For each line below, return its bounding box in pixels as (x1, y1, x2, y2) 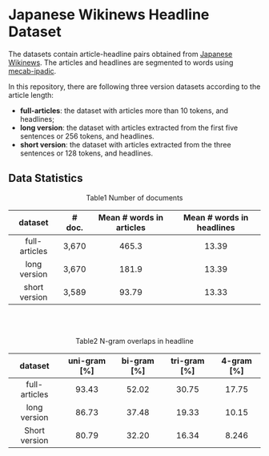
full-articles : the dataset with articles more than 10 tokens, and (19, 106, 229, 115)
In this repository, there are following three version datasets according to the (8, 82, 261, 91)
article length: (8, 90, 54, 99)
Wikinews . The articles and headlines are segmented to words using (8, 58, 234, 67)
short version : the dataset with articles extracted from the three (19, 139, 231, 149)
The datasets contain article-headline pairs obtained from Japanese (8, 49, 233, 59)
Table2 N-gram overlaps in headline (75, 336, 194, 345)
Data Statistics (8, 172, 83, 185)
